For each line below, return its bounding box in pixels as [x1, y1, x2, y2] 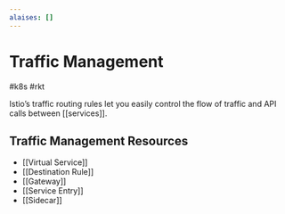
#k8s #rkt [9, 81, 45, 92]
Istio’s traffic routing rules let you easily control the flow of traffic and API [9, 98, 277, 109]
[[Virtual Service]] [21, 157, 88, 168]
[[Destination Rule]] [21, 167, 94, 177]
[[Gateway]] [21, 176, 67, 187]
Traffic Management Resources [9, 133, 189, 148]
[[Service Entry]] [21, 185, 84, 196]
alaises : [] [9, 12, 53, 22]
